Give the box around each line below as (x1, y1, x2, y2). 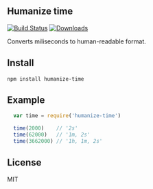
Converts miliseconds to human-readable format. (7, 37, 146, 46)
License (7, 157, 42, 168)
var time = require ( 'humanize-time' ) (13, 112, 121, 119)
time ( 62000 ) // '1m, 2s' (13, 131, 91, 139)
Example (7, 94, 45, 106)
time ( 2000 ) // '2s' (13, 125, 78, 132)
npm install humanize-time (7, 75, 84, 82)
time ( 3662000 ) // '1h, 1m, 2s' (13, 138, 103, 145)
